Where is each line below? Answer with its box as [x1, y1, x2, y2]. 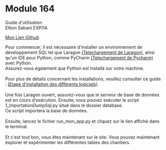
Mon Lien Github [5, 34, 39, 40]
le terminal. [5, 123, 28, 130]
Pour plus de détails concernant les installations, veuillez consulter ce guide [5, 76, 161, 82]
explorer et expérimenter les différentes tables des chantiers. [5, 139, 131, 145]
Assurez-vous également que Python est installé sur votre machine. [5, 65, 145, 71]
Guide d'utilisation [5, 19, 42, 25]
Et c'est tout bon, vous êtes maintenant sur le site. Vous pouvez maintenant [5, 134, 160, 140]
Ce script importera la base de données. [5, 108, 88, 114]
